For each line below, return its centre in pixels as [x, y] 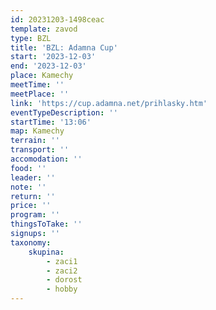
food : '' [28, 168]
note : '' [28, 187]
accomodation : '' [46, 159]
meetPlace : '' [40, 94]
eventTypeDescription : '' [64, 112]
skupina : [46, 252]
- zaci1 [62, 261]
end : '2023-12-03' [48, 66]
